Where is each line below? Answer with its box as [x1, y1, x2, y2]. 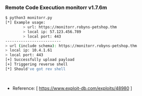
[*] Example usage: [5, 20, 46, 25]
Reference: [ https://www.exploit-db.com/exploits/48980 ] [12, 85, 133, 91]
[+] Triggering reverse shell [5, 62, 68, 67]
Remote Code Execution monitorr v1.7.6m [5, 4, 107, 11]
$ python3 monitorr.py [5, 15, 52, 20]
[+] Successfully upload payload [5, 57, 75, 62]
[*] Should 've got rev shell [5, 66, 66, 71]
